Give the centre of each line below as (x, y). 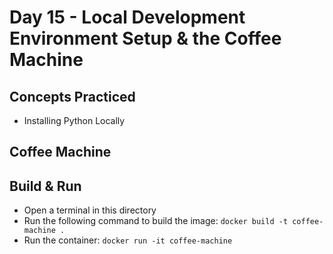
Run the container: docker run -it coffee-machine (128, 240)
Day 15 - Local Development (127, 17)
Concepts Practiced (72, 96)
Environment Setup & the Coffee (145, 38)
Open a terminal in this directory (90, 210)
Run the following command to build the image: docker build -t (156, 221)
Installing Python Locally (74, 120)
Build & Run (45, 186)
